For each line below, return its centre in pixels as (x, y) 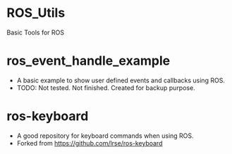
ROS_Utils (36, 13)
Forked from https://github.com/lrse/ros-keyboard (90, 143)
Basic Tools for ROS (36, 32)
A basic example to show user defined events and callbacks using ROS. (121, 80)
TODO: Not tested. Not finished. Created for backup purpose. (106, 88)
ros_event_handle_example (88, 61)
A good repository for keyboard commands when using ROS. (105, 136)
